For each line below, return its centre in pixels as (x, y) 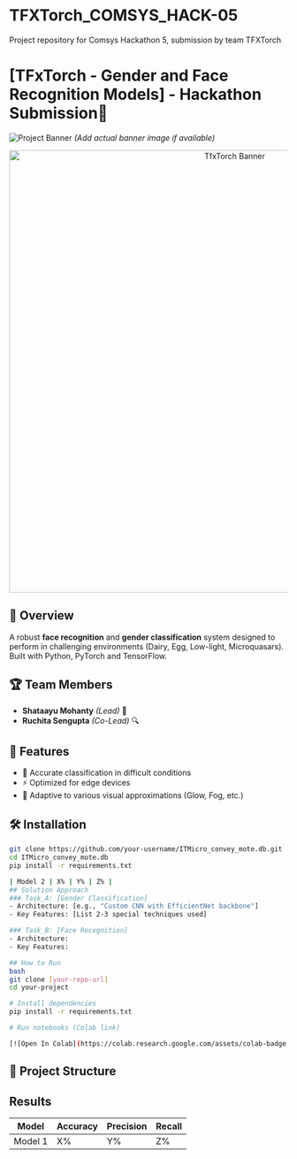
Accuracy (77, 1126)
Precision (127, 1126)
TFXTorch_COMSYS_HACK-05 (124, 15)
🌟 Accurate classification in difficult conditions (107, 773)
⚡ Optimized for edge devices (76, 783)
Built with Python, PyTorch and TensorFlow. (88, 656)
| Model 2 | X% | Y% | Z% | (61, 881)
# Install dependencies (53, 1004)
